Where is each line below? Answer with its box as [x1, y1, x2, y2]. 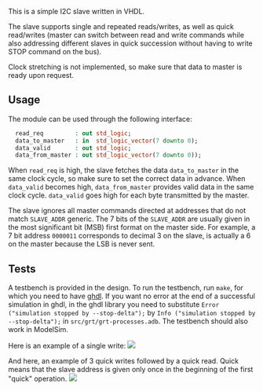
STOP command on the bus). [8, 47, 102, 56]
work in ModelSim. [8, 325, 69, 334]
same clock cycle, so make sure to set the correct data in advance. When [8, 174, 246, 183]
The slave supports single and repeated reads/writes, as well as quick [8, 22, 234, 31]
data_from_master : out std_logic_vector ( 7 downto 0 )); [15, 151, 202, 160]
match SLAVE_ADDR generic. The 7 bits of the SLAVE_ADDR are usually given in [8, 214, 250, 223]
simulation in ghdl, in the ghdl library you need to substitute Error [8, 300, 220, 309]
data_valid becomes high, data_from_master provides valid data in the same [8, 183, 254, 192]
